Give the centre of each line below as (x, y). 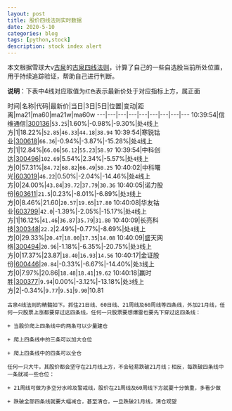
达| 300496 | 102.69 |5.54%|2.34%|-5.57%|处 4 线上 (78, 158)
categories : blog (33, 33)
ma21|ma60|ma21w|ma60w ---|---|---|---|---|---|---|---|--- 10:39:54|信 (120, 115)
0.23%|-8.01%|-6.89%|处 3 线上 (97, 194)
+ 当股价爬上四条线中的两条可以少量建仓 (58, 326)
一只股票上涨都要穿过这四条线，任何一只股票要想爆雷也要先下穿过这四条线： (107, 313)
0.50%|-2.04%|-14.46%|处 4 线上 (104, 176)
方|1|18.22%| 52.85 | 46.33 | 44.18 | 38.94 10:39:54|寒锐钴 (84, 132)
